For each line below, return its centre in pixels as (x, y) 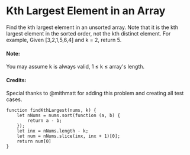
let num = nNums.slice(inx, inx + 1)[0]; (68, 136)
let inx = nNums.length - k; (53, 131)
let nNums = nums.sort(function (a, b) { (68, 116)
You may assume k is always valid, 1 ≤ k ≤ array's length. (75, 67)
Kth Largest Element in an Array (86, 11)
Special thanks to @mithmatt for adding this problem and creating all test (95, 93)
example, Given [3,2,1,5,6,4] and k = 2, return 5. (64, 40)
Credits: (16, 80)
